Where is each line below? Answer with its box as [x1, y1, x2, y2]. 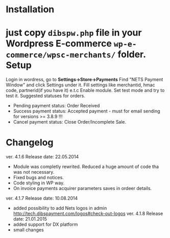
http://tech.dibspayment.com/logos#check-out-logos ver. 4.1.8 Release [13, 210, 163, 217]
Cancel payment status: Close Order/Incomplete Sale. [13, 119, 127, 125]
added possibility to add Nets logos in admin [13, 205, 107, 211]
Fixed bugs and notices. [13, 175, 64, 181]
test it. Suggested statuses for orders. [6, 93, 86, 99]
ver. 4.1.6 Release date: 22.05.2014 [6, 154, 79, 160]
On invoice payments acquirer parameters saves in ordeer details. [13, 185, 152, 192]
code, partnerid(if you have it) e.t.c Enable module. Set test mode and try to [6, 87, 165, 93]
